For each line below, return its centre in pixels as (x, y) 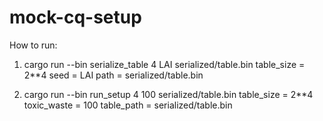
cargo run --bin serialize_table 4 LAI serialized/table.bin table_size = (164, 64)
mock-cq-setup (75, 17)
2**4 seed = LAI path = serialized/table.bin (113, 75)
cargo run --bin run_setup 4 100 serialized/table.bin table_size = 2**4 (168, 94)
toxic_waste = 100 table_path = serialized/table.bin (128, 105)
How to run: (33, 45)
